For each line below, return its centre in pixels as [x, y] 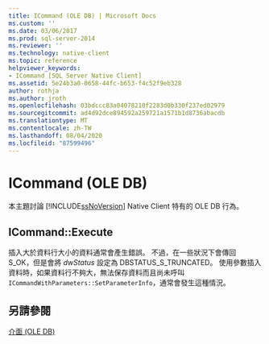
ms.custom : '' [32, 23]
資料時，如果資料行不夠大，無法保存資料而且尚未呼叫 [97, 273]
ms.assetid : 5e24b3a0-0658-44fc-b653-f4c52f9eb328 [95, 83]
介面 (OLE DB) [32, 332]
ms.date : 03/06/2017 [43, 31]
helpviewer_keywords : [45, 68]
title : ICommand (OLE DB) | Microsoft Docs [83, 16]
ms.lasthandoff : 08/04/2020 [56, 135]
